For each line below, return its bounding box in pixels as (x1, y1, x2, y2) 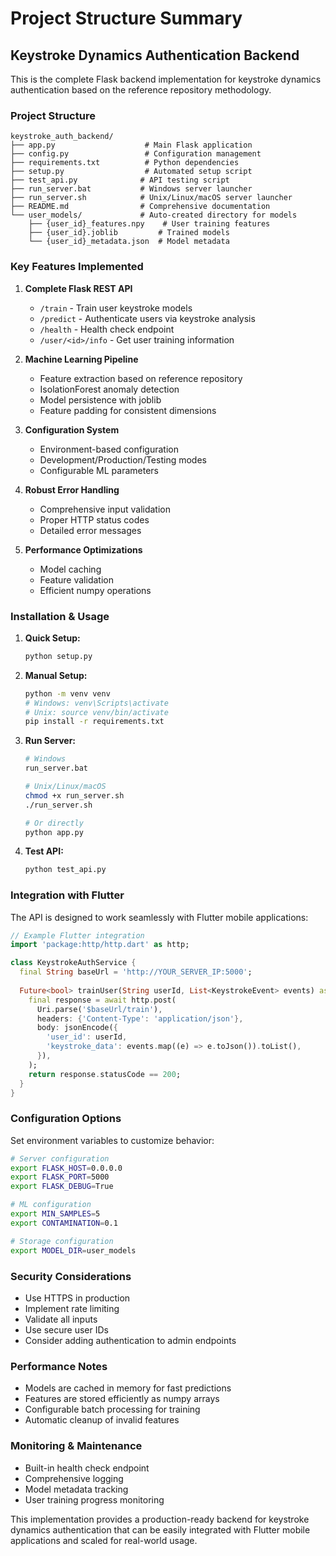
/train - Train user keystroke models (39, 302, 193, 314)
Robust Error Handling (24, 483, 120, 496)
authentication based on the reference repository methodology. (10, 84, 272, 96)
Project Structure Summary (10, 7, 243, 30)
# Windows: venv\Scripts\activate (24, 698, 169, 708)
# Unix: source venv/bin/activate (24, 707, 169, 717)
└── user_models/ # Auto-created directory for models (10, 210, 298, 221)
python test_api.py (24, 865, 107, 875)
